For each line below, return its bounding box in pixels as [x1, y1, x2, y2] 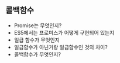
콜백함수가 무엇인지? [13, 51, 61, 58]
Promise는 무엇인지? [13, 22, 62, 29]
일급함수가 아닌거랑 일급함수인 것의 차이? [13, 43, 108, 50]
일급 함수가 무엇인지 [13, 36, 60, 43]
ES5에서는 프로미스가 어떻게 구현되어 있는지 [13, 29, 115, 36]
